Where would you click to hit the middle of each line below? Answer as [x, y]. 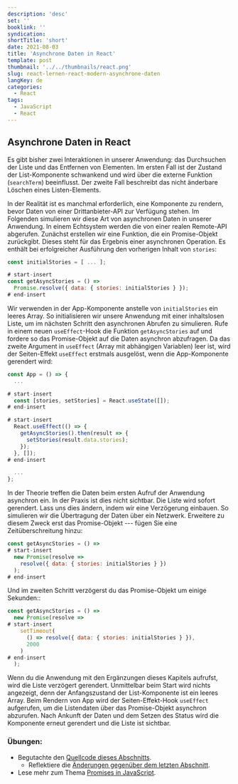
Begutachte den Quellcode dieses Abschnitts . [85, 757]
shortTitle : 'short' [38, 41]
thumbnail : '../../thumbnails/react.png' [70, 67]
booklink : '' [27, 27]
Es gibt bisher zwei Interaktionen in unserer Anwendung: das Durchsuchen [117, 159]
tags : [15, 100]
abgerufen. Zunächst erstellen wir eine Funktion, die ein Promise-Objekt [113, 234]
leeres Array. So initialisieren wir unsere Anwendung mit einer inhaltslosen [116, 316]
